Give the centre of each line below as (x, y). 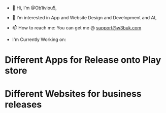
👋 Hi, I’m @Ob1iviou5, (34, 8)
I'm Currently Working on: (39, 40)
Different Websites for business (73, 94)
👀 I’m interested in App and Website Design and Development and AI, (84, 17)
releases (23, 105)
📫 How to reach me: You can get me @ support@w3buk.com (77, 28)
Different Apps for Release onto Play (83, 60)
